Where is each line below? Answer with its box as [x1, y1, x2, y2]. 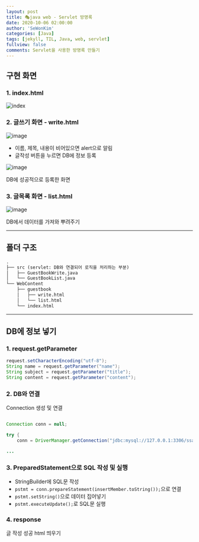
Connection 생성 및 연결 [6, 404, 63, 412]
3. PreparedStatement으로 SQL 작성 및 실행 [6, 463, 129, 471]
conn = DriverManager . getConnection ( [17, 437, 110, 444]
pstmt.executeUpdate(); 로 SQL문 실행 [14, 500, 106, 507]
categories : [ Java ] [6, 31, 54, 37]
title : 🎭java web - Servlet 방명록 [6, 14, 93, 20]
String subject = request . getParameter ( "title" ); [6, 369, 131, 375]
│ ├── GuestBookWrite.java [6, 270, 78, 276]
